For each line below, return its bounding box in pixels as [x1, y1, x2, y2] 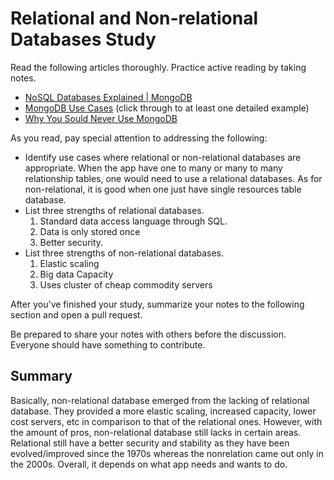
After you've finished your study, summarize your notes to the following [10, 298, 305, 310]
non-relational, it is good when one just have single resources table [24, 183, 302, 195]
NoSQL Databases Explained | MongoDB [24, 91, 193, 103]
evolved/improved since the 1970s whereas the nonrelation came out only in [10, 447, 324, 459]
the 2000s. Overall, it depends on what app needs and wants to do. [10, 458, 288, 470]
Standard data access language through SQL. [39, 215, 228, 227]
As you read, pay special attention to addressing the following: [10, 132, 268, 144]
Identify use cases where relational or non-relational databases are [24, 151, 302, 163]
